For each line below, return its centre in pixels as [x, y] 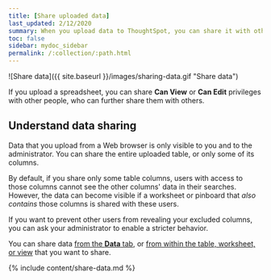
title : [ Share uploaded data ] [59, 16]
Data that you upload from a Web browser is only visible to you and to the [130, 145]
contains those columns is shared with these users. [94, 203]
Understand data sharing [73, 126]
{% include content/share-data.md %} [72, 268]
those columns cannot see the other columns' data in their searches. [123, 186]
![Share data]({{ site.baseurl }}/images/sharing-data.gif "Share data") [123, 76]
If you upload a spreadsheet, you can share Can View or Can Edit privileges [135, 92]
